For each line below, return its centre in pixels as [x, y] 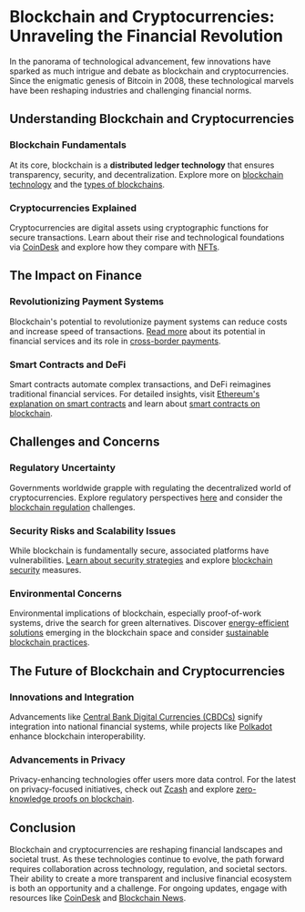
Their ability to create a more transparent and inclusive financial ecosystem [151, 878]
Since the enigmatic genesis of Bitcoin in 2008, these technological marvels [152, 80]
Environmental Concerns [66, 593]
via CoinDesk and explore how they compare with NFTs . [115, 247]
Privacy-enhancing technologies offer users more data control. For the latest [153, 780]
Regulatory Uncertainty [63, 468]
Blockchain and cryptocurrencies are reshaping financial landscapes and [146, 849]
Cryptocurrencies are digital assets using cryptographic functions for [139, 227]
